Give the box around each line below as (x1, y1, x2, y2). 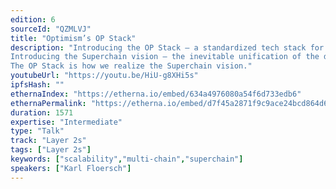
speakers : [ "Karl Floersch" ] (10, 163, 132, 173)
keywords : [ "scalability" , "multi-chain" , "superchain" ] (10, 154, 244, 164)
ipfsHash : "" (10, 80, 65, 90)
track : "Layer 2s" (10, 136, 87, 146)
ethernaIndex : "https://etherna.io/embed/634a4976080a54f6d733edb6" (10, 89, 302, 99)
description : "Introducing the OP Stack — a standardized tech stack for (10, 42, 325, 53)
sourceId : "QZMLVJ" (10, 24, 92, 34)
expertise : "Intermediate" (10, 117, 123, 127)
